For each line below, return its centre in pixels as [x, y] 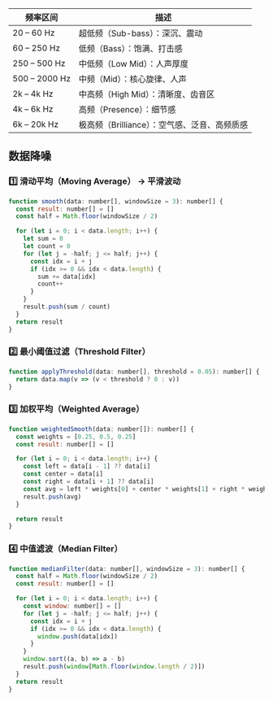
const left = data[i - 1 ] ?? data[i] [87, 467]
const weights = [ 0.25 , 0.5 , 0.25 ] [76, 437]
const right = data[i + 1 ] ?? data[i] [89, 482]
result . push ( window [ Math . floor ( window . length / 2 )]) [114, 667]
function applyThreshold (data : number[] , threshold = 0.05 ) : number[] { [134, 372]
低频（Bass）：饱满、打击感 [130, 48]
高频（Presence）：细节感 [127, 109]
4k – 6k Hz [33, 109]
